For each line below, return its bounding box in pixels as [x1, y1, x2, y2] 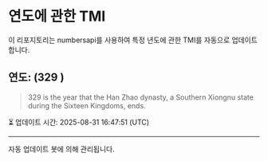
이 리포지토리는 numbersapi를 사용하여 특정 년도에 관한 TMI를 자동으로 [8, 35, 231, 45]
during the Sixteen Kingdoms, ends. [27, 100, 146, 110]
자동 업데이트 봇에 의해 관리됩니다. [8, 144, 115, 154]
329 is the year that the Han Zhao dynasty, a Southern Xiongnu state [27, 92, 254, 102]
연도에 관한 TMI [8, 7, 106, 26]
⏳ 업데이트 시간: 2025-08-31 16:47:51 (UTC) [8, 117, 150, 127]
